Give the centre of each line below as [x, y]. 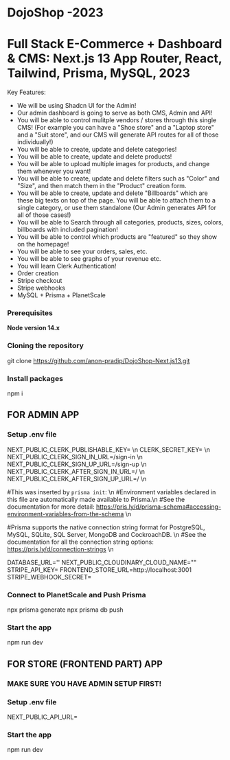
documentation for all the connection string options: [81, 542]
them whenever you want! [54, 171]
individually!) [35, 142]
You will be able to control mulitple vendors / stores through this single [117, 120]
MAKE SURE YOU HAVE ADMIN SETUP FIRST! [84, 683]
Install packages [35, 378]
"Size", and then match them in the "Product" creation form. [102, 186]
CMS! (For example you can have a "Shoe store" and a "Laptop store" [115, 128]
